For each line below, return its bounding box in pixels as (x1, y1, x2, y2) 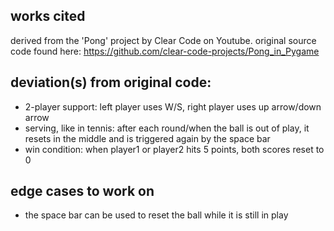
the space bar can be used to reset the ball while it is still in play (24, 209, 289, 221)
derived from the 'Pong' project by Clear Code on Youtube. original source (10, 34, 317, 46)
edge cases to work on (10, 183, 155, 200)
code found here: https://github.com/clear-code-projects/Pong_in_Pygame (10, 45, 320, 57)
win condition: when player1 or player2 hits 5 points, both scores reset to (24, 143, 325, 155)
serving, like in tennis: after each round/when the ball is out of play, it (24, 122, 310, 134)
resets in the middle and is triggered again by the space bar (24, 132, 271, 144)
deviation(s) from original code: (10, 74, 212, 91)
